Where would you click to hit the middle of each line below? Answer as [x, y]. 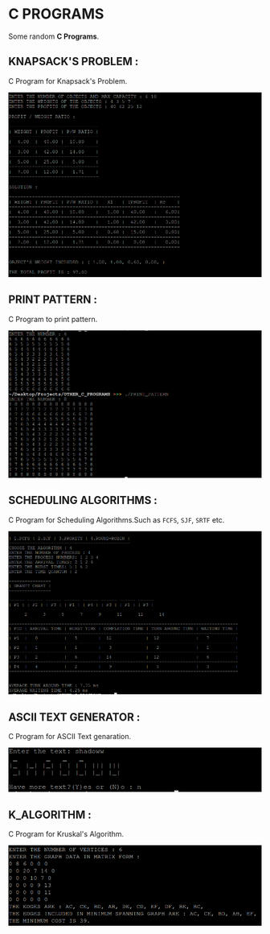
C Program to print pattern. [53, 319]
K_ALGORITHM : [50, 814]
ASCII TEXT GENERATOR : [74, 717]
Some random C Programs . [54, 36]
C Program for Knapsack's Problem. [68, 81]
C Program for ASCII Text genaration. [70, 737]
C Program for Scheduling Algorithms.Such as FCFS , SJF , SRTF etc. [117, 519]
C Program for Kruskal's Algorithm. [66, 834]
